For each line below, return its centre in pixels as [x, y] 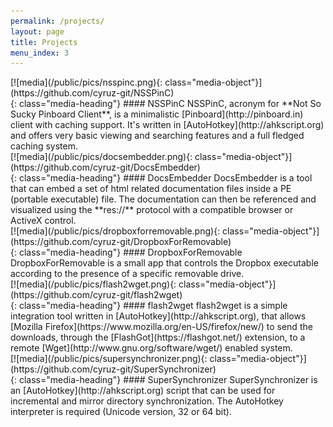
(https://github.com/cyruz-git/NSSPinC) [92, 93]
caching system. [44, 146]
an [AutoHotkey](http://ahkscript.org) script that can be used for [143, 391]
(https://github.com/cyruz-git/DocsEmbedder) [105, 167]
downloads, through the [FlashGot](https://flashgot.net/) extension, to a [158, 337]
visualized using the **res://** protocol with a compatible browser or [152, 210]
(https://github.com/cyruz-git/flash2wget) [96, 295]
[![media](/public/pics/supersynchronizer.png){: [109, 359]
